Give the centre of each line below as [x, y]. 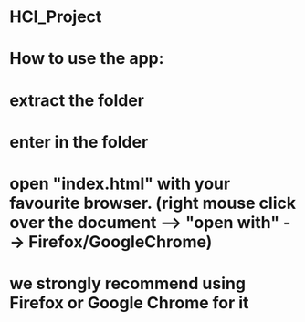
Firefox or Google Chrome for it [129, 303]
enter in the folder [79, 142]
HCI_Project [56, 17]
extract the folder [77, 100]
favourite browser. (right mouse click [153, 203]
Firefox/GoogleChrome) [121, 241]
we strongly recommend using [128, 284]
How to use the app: [87, 59]
